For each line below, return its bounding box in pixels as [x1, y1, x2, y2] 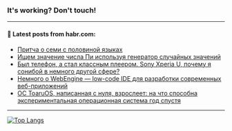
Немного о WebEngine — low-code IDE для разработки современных [17, 74, 222, 82]
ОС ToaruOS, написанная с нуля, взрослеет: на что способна [17, 88, 198, 97]
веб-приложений [17, 82, 68, 90]
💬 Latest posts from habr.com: [7, 29, 96, 38]
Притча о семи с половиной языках [17, 45, 123, 53]
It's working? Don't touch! [7, 5, 97, 15]
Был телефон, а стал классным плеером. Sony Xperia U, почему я [17, 60, 212, 68]
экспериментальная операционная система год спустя [17, 96, 181, 104]
